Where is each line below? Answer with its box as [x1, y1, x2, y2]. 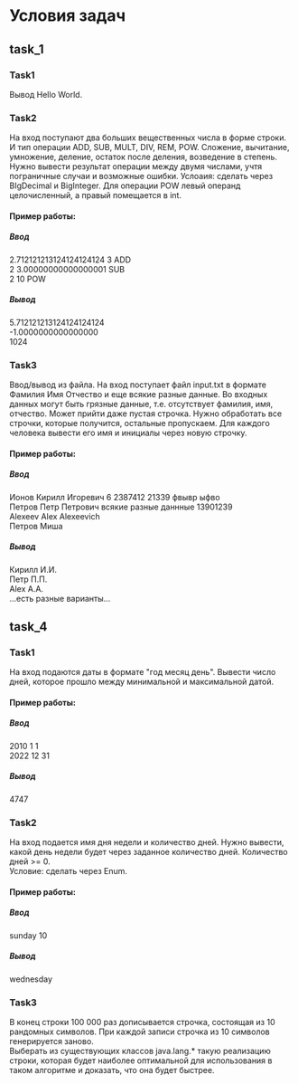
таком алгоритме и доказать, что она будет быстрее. [9, 1064, 215, 1075]
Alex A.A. [9, 583, 43, 594]
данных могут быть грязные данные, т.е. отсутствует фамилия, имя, [9, 399, 274, 409]
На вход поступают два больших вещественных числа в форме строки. [9, 132, 287, 143]
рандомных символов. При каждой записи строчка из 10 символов [9, 1026, 271, 1037]
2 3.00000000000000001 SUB [9, 263, 125, 274]
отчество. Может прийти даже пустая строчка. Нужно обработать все [9, 408, 283, 419]
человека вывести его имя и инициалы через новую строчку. [9, 427, 247, 438]
